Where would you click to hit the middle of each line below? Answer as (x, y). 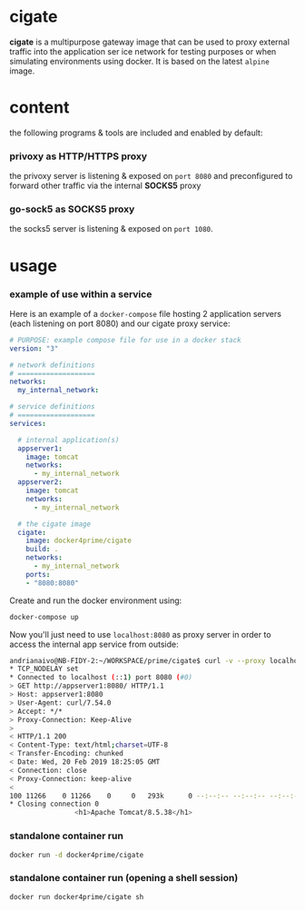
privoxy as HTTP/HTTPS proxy (79, 156)
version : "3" (34, 348)
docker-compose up (44, 617)
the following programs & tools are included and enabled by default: (136, 133)
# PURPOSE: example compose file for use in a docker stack (126, 340)
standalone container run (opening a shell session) (124, 878)
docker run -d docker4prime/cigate (77, 855)
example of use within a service (81, 294)
